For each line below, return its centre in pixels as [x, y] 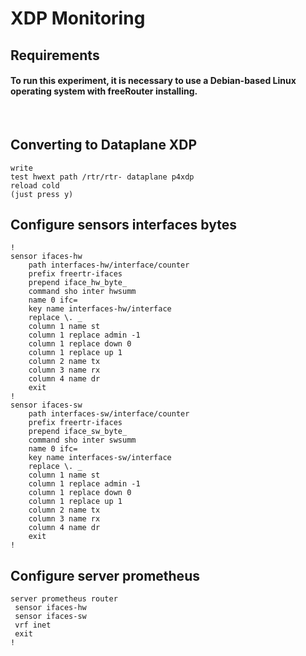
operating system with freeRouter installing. [104, 91]
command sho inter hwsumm [82, 292]
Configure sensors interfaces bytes [123, 224]
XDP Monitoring [78, 18]
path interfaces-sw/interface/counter [109, 414]
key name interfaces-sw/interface [100, 458]
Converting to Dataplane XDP [104, 145]
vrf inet [33, 625]
